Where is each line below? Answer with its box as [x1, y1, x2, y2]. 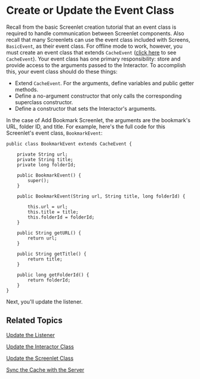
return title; [27, 256, 63, 262]
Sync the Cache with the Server [6, 366, 85, 373]
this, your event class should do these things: [6, 68, 118, 75]
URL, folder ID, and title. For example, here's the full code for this [6, 123, 165, 130]
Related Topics [6, 316, 63, 326]
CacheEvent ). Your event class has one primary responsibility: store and [6, 55, 181, 62]
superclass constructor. [14, 98, 73, 105]
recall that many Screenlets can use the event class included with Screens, [6, 36, 190, 43]
